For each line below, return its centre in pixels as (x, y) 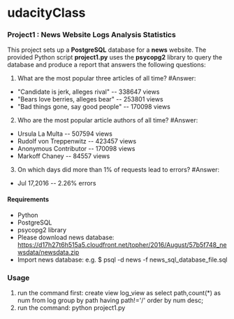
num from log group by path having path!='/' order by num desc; (110, 300)
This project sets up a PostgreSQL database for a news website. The (107, 50)
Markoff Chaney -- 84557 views (64, 156)
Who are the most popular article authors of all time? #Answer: (108, 120)
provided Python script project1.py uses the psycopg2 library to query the (115, 57)
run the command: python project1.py (71, 307)
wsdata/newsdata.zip (48, 252)
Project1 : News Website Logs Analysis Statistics (92, 35)
